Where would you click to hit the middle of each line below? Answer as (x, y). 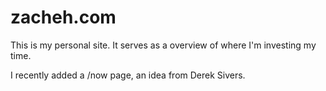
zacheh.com (63, 17)
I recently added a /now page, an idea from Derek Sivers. (128, 75)
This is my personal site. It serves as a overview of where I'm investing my (163, 45)
